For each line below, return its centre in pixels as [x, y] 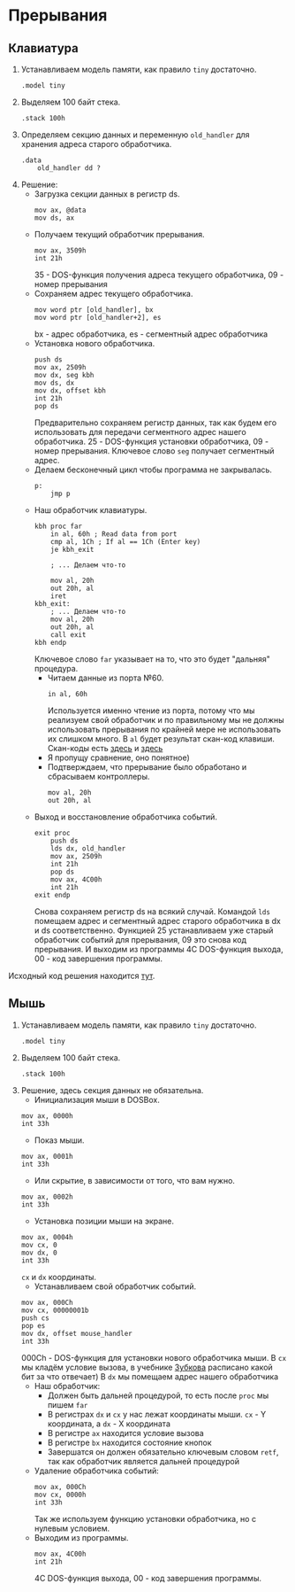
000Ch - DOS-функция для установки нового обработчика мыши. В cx [154, 1357]
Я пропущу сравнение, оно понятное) [119, 757]
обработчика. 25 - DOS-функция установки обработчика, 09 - [151, 441]
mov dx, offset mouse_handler [77, 1333]
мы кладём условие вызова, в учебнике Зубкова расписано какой [147, 1367]
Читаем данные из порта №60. [106, 678]
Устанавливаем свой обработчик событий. [115, 1286]
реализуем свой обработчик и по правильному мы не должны [166, 720]
